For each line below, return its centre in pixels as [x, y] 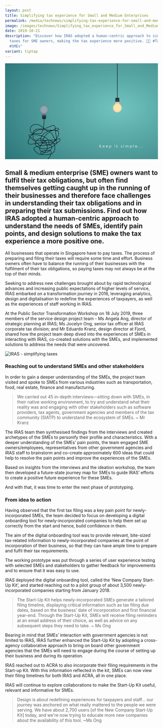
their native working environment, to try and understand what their [83, 402]
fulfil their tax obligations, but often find [67, 180]
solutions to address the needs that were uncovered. [58, 344]
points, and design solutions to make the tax [73, 234]
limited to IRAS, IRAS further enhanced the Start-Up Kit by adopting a [74, 640]
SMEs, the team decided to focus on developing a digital [88, 516]
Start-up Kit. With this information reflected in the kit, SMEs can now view [78, 671]
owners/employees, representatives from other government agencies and [79, 448]
